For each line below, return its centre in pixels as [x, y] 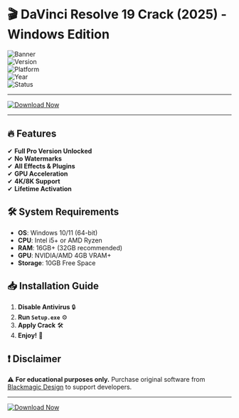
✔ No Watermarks [35, 159]
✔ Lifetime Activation [40, 188]
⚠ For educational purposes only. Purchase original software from [106, 380]
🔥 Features [32, 134]
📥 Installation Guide [53, 286]
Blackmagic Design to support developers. [70, 387]
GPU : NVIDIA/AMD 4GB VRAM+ [64, 255]
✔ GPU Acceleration [38, 173]
